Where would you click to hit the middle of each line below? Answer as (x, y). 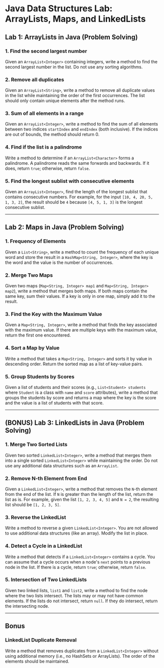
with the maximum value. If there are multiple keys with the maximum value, (81, 330)
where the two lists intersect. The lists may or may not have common (74, 595)
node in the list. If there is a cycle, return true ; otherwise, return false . (76, 567)
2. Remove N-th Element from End (46, 478)
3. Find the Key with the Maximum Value (54, 314)
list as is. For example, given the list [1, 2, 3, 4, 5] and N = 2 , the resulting (82, 499)
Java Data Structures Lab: (59, 9)
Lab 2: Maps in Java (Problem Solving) (65, 227)
